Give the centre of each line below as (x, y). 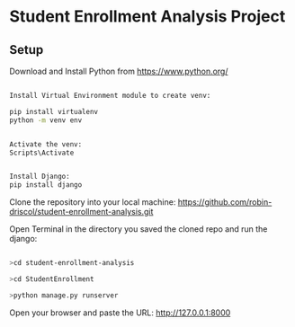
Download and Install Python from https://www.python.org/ (119, 71)
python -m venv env (46, 120)
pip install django (46, 185)
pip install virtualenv (54, 111)
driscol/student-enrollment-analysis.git (81, 212)
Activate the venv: (46, 144)
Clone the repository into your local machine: (93, 202)
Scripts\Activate (42, 153)
